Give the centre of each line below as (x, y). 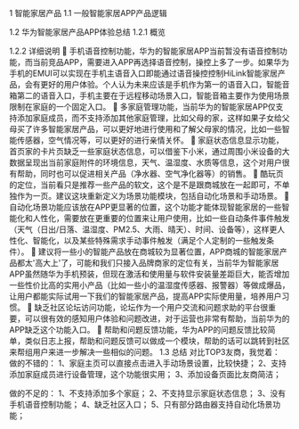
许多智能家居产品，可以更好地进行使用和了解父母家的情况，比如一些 (157, 129)
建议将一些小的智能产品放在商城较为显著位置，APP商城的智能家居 (159, 252)
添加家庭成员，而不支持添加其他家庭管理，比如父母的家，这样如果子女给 (149, 118)
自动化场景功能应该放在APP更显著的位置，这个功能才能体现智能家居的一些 (145, 207)
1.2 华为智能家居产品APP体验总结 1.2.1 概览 (88, 32)
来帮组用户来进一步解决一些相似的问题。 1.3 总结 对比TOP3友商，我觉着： (145, 352)
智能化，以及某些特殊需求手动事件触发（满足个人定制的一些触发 (149, 240)
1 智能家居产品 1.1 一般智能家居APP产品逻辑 (88, 13)
